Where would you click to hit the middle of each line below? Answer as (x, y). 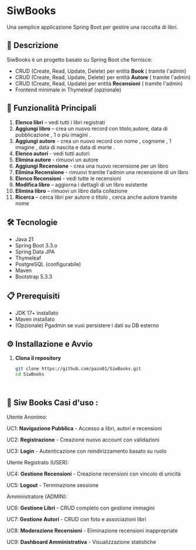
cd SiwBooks (30, 374)
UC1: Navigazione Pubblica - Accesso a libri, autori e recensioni (84, 428)
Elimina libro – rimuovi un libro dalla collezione (71, 191)
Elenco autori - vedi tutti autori (52, 153)
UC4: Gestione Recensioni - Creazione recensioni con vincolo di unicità (94, 474)
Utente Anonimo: (27, 417)
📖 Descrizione (33, 45)
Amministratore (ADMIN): (37, 496)
